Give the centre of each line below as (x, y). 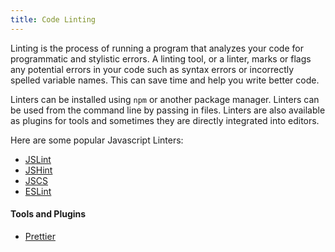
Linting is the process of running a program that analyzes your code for (157, 48)
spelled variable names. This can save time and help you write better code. (165, 80)
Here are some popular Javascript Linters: (97, 140)
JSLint (38, 159)
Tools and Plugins (48, 214)
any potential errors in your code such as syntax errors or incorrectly (152, 69)
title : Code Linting (53, 19)
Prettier (40, 236)
